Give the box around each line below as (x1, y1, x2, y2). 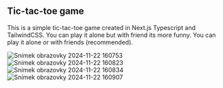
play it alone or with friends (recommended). (7, 38, 134, 46)
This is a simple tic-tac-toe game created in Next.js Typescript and (7, 23, 196, 31)
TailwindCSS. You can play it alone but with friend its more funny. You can (7, 31, 216, 39)
